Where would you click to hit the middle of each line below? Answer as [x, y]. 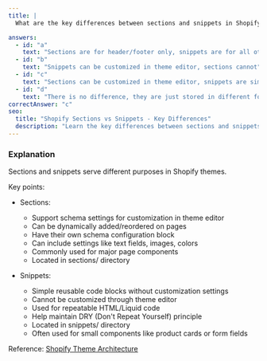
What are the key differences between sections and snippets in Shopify [138, 23]
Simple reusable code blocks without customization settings [130, 291]
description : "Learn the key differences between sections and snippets [138, 127]
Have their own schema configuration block [103, 235]
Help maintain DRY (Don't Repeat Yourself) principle [117, 316]
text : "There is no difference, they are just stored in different [136, 96]
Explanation [32, 154]
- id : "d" [31, 89]
